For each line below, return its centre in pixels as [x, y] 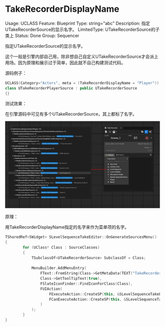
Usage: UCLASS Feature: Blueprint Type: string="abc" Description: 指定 [78, 23]
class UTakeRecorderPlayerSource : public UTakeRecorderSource [71, 88]
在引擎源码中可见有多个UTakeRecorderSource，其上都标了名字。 [71, 114]
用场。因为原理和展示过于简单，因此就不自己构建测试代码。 [65, 62]
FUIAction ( [51, 289]
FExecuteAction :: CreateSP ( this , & [84, 294]
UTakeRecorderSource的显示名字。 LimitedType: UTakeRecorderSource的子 [82, 29]
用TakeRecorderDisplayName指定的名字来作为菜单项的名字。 [67, 227]
